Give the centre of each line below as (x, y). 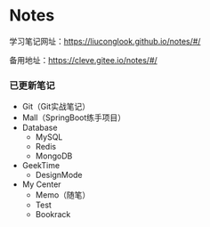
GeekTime (41, 166)
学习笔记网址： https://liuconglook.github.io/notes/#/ (105, 41)
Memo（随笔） (63, 195)
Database (40, 128)
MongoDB (54, 156)
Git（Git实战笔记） (56, 107)
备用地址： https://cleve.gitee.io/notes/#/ (83, 60)
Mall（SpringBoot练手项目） (74, 118)
